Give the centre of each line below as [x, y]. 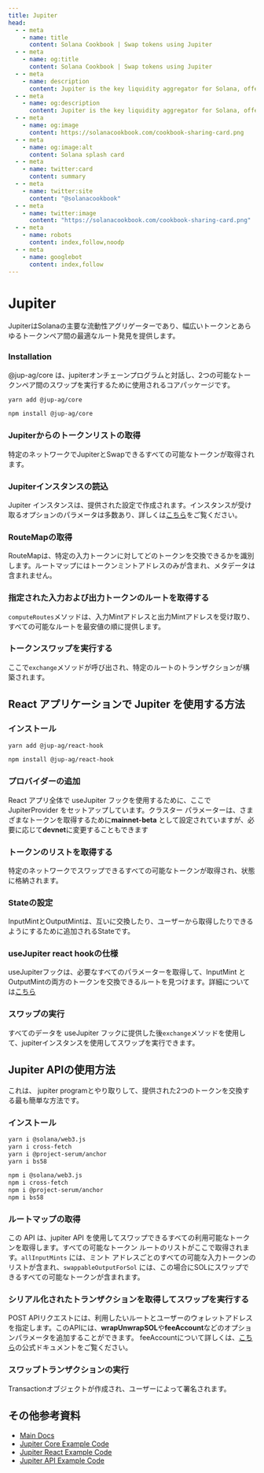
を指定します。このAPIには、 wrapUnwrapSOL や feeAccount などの [116, 1328]
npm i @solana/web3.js [45, 1175]
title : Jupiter [33, 15]
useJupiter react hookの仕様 [63, 953]
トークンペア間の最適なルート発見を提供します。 [101, 336]
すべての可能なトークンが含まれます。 [83, 1277]
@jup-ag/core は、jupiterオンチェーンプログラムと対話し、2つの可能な [123, 375]
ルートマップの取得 [44, 1219]
